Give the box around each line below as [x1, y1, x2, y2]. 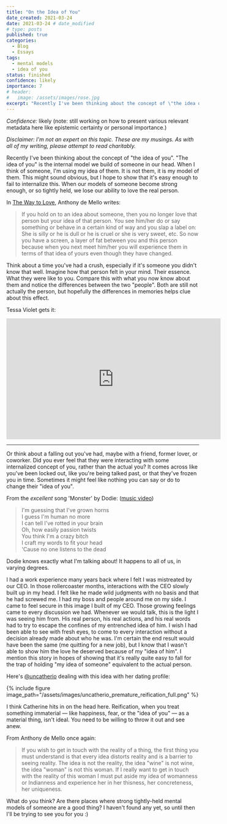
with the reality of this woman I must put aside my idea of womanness [21, 772, 198, 780]
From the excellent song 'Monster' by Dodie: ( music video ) [6, 494, 154, 502]
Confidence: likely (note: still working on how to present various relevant [6, 117, 189, 125]
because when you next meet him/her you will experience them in [21, 243, 188, 251]
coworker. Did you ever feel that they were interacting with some [6, 456, 169, 464]
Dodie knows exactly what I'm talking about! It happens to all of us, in [6, 557, 182, 565]
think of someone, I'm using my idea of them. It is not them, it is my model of [6, 167, 199, 174]
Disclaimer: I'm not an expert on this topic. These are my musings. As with [6, 136, 194, 143]
